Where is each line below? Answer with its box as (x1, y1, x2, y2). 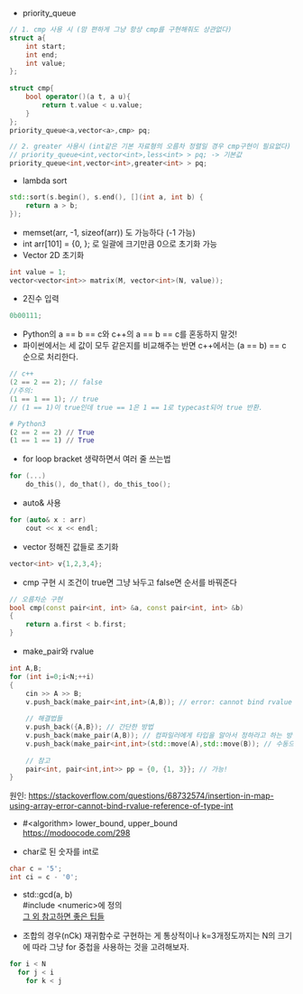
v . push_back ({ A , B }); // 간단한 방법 (25, 722, 154, 732)
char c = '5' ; (9, 864, 63, 874)
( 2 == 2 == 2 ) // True (9, 428, 95, 437)
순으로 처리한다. (22, 351, 78, 362)
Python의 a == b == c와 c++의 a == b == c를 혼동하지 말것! (22, 329, 237, 339)
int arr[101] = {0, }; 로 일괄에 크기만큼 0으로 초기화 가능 (22, 238, 218, 249)
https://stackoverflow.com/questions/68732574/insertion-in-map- (28, 790, 274, 802)
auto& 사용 (22, 497, 61, 508)
